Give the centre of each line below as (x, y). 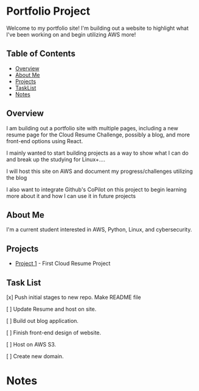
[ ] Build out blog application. (43, 321)
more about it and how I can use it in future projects (71, 195)
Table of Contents (41, 54)
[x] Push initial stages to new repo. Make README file (74, 297)
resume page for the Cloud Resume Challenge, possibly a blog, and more (98, 135)
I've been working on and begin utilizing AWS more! (71, 34)
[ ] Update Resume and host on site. (51, 309)
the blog (17, 177)
